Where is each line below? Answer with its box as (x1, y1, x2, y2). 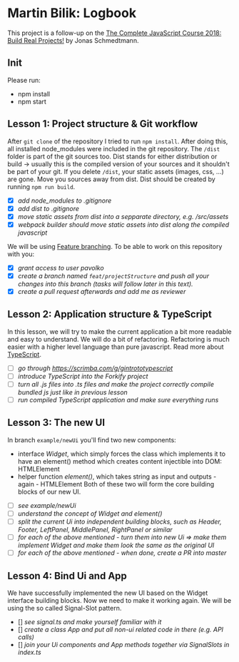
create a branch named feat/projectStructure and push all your (17, 271, 209, 280)
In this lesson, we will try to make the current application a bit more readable (7, 327, 232, 336)
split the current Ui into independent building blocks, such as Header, (17, 517, 223, 526)
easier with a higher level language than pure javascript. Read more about (7, 342, 224, 351)
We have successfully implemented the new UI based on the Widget (7, 589, 208, 597)
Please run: (7, 76, 41, 84)
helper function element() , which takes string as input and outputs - (17, 472, 217, 481)
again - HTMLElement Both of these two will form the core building (17, 479, 215, 488)
